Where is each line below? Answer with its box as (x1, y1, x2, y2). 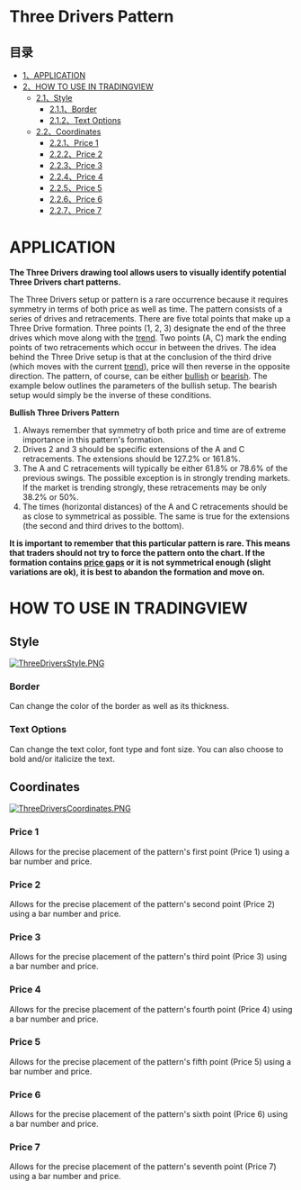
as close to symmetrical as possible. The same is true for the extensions (22, 511, 290, 522)
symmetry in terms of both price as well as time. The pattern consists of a (9, 304, 283, 314)
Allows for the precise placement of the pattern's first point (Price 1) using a (9, 846, 290, 857)
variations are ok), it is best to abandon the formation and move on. (9, 566, 265, 577)
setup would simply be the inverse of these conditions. (9, 389, 212, 400)
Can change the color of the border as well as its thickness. (9, 701, 229, 712)
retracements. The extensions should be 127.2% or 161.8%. (22, 453, 241, 464)
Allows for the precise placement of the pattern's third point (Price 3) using (9, 951, 288, 962)
